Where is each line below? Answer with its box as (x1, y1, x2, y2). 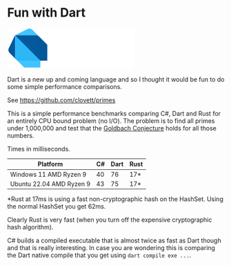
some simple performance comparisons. (7, 82, 123, 91)
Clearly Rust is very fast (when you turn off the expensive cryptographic (7, 216, 212, 224)
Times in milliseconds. (7, 144, 70, 153)
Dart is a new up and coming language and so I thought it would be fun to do (7, 75, 225, 84)
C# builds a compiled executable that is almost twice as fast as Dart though (7, 236, 222, 245)
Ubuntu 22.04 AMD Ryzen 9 (10, 180, 91, 188)
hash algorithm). (7, 223, 54, 231)
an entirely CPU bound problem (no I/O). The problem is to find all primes (7, 116, 215, 125)
